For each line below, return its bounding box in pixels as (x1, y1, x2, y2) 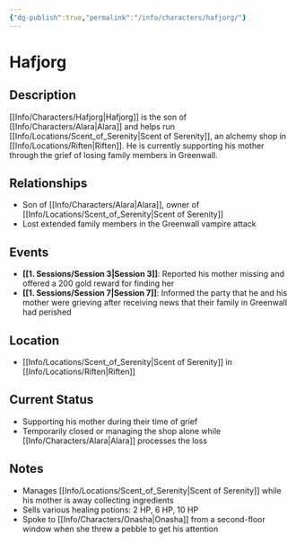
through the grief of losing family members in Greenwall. (9, 149, 218, 160)
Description (9, 87, 76, 103)
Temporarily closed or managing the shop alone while (22, 425, 222, 436)
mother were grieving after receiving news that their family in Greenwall (22, 298, 288, 308)
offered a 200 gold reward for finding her (22, 278, 175, 289)
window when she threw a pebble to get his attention (22, 523, 219, 534)
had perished (22, 307, 72, 317)
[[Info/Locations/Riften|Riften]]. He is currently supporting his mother (9, 140, 265, 151)
